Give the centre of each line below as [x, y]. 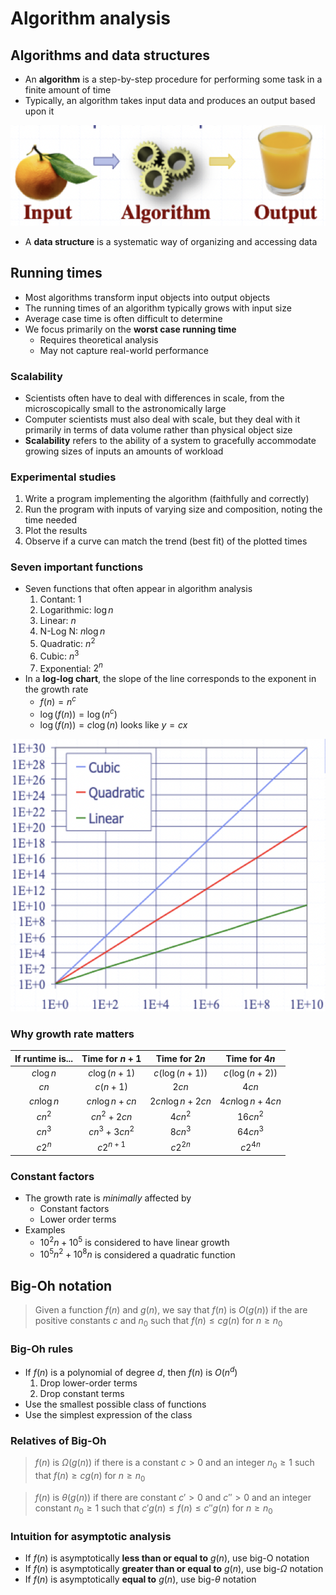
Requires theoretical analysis [99, 339]
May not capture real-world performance [124, 350]
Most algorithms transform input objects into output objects [147, 297]
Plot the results [56, 531]
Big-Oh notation [61, 1285]
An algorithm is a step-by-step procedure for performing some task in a [173, 79]
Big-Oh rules [42, 1349]
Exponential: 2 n [71, 667]
